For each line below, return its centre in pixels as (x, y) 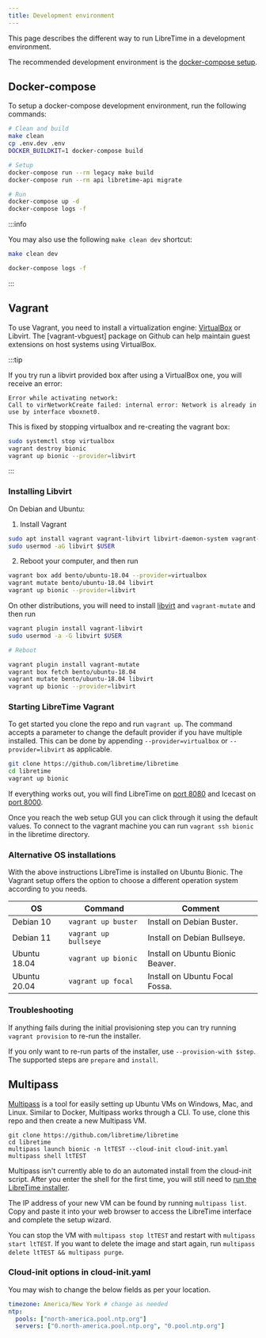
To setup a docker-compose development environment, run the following (127, 106)
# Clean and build (38, 129)
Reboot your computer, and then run (79, 561)
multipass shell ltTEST (47, 1156)
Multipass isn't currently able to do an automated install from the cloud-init (130, 1171)
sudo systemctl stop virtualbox (61, 441)
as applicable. (89, 749)
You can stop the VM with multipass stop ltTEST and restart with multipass (132, 1235)
